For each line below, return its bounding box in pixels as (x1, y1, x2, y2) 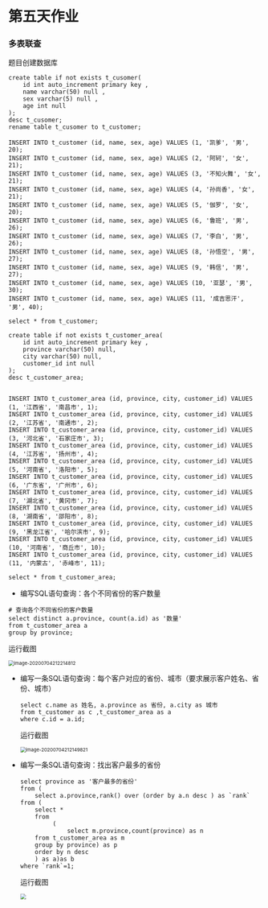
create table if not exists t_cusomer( (8, 74, 142, 82)
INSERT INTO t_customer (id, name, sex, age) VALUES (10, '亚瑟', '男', (8, 279, 253, 287)
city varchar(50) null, (22, 353, 103, 361)
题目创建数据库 (8, 58, 58, 68)
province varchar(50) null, (22, 345, 116, 354)
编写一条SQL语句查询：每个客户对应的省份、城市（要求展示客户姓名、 (19, 674, 253, 683)
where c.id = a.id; (19, 716, 86, 724)
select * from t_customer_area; (8, 573, 116, 582)
